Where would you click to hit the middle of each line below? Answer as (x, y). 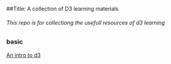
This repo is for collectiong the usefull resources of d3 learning (85, 22)
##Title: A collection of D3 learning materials (63, 9)
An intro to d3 (24, 55)
